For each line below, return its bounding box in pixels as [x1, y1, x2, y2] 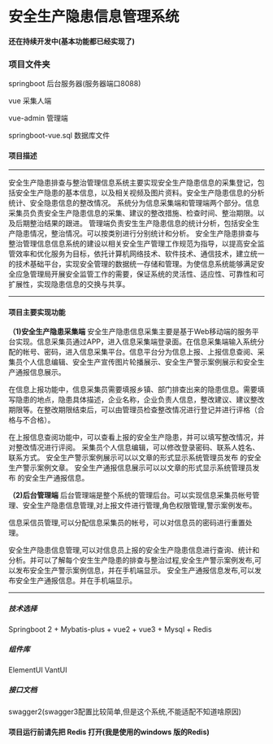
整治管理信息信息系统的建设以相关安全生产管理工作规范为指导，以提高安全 [8, 239, 258, 249]
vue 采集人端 [8, 96, 52, 106]
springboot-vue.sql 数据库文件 [8, 131, 110, 141]
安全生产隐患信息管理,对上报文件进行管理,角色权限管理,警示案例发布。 [22, 501, 258, 511]
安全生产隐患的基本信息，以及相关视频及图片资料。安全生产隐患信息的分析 [15, 188, 265, 198]
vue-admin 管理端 [8, 113, 69, 123]
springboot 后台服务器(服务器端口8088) [8, 79, 141, 89]
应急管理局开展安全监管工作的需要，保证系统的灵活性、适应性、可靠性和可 [15, 269, 265, 279]
